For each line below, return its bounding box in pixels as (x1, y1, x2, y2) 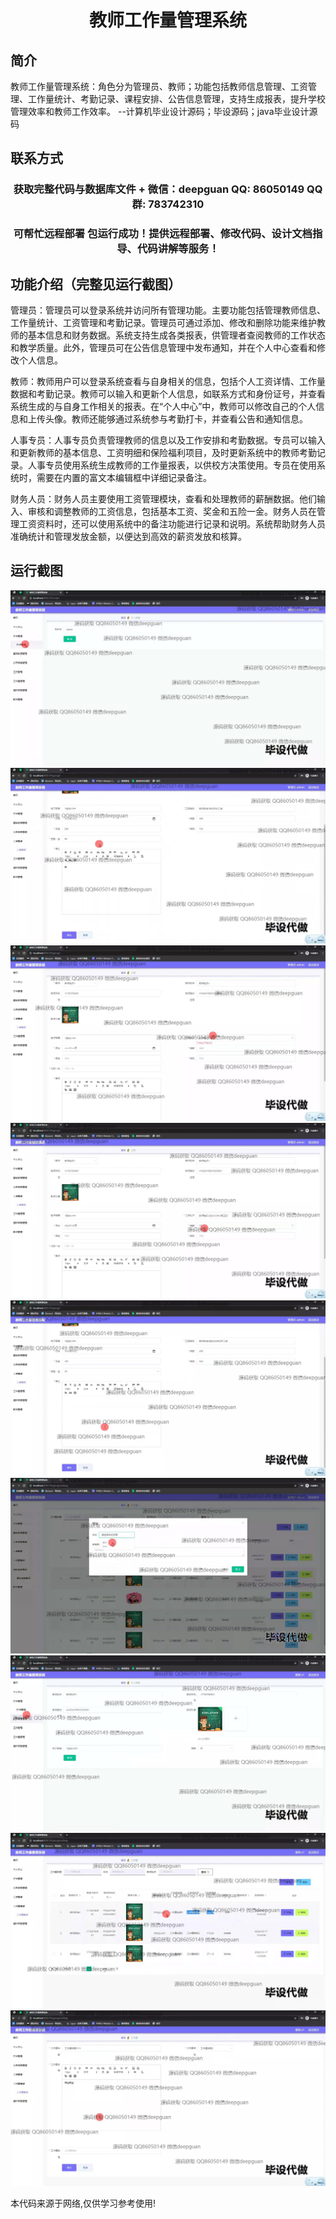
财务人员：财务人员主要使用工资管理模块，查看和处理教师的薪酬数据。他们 (10, 493, 317, 505)
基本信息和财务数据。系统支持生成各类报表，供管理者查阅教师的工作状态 (27, 329, 326, 341)
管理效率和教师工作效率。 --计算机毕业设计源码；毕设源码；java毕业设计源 (10, 106, 318, 117)
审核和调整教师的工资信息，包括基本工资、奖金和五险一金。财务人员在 (27, 506, 317, 518)
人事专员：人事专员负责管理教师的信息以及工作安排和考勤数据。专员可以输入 (10, 434, 326, 446)
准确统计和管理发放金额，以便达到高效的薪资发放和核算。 (10, 531, 247, 543)
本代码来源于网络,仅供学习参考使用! (10, 2197, 157, 2210)
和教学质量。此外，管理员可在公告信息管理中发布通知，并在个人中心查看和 (10, 342, 317, 354)
